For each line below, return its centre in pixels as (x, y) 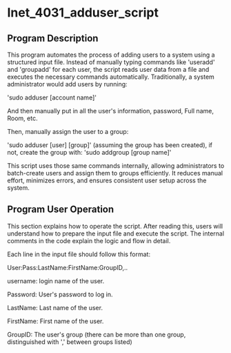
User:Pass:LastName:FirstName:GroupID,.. (68, 267)
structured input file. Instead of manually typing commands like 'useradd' (111, 62)
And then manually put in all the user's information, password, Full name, (110, 111)
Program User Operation (61, 210)
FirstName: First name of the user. (56, 321)
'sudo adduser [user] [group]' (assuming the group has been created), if (110, 145)
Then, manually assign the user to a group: (68, 132)
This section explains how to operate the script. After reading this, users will (115, 226)
